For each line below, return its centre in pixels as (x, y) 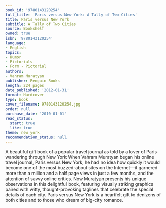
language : (16, 43)
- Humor (13, 57)
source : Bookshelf (25, 29)
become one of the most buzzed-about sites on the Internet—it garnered (81, 168)
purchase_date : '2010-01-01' (36, 114)
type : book (17, 99)
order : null (18, 109)
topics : (13, 52)
